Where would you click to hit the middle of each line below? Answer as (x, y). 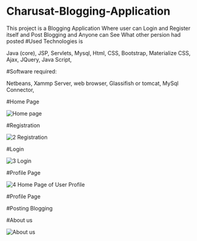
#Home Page (23, 102)
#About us (19, 220)
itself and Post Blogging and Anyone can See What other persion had (94, 34)
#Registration (23, 125)
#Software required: (32, 71)
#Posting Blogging (30, 208)
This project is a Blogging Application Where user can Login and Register (98, 28)
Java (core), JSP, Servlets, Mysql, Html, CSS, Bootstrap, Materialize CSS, (98, 53)
